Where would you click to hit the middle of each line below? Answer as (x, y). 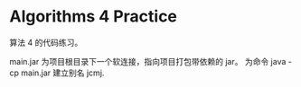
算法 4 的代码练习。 (46, 42)
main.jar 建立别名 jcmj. (63, 73)
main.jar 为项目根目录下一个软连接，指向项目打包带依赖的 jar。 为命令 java (148, 61)
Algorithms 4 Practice (94, 17)
